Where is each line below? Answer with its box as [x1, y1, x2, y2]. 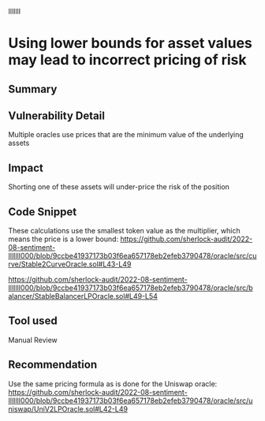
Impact [8, 161, 43, 174]
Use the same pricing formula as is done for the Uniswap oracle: [8, 378, 218, 389]
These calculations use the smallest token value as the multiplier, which [8, 226, 241, 236]
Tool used [8, 315, 58, 328]
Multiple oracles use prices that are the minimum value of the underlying [8, 130, 244, 140]
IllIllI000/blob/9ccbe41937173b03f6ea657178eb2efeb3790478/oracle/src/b [8, 283, 254, 292]
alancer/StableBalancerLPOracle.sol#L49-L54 [8, 292, 158, 301]
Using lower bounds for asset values [8, 35, 252, 52]
